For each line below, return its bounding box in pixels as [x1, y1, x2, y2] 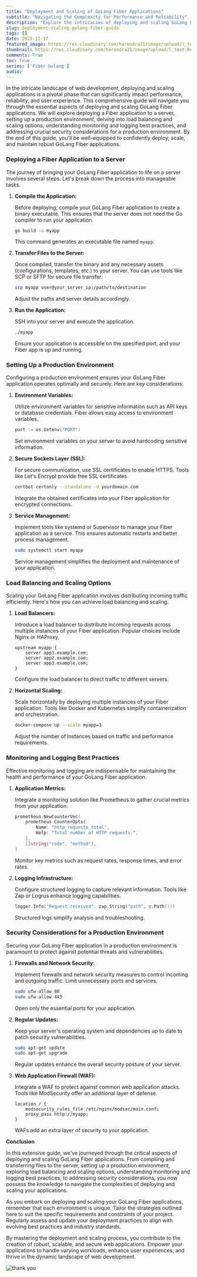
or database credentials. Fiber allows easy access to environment [14, 409, 174, 416]
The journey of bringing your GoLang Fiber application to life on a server [6, 168, 181, 176]
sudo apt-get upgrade [14, 1050, 67, 1056]
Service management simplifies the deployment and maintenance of [14, 558, 180, 565]
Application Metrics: [14, 784, 66, 792]
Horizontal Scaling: [14, 687, 63, 694]
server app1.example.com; [25, 650, 89, 656]
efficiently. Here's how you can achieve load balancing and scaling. [6, 599, 169, 606]
